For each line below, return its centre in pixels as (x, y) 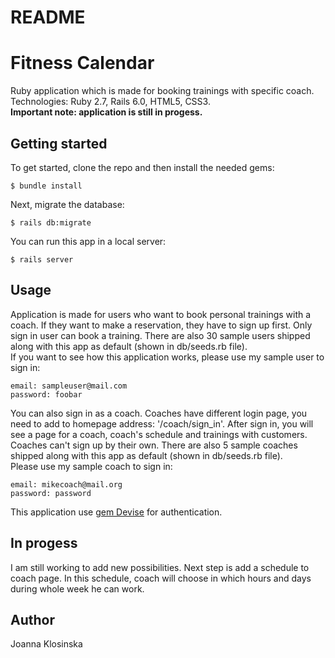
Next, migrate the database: (67, 204)
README (48, 17)
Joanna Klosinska (46, 644)
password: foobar (46, 394)
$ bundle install (46, 186)
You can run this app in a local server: (88, 241)
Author (32, 619)
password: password (51, 493)
